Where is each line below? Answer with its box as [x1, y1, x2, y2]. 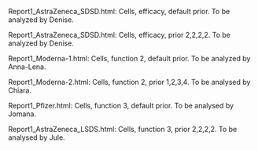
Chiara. [8, 86, 31, 95]
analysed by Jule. [8, 133, 65, 142]
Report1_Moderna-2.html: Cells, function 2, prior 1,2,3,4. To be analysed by [8, 78, 251, 86]
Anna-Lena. [8, 62, 46, 71]
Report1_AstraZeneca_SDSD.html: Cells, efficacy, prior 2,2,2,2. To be [8, 31, 230, 39]
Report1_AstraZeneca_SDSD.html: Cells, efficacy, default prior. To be [8, 7, 230, 16]
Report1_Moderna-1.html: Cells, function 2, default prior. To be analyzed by [8, 54, 251, 63]
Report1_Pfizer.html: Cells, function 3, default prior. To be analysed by [8, 101, 234, 110]
